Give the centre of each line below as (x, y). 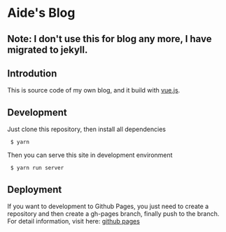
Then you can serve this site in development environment (90, 155)
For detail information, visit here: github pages (73, 221)
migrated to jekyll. (48, 49)
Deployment (35, 190)
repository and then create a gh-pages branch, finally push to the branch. (113, 214)
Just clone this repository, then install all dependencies (87, 129)
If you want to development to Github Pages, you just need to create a (108, 206)
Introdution (32, 73)
